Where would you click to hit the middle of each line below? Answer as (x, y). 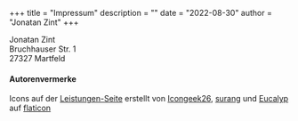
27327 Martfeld (37, 58)
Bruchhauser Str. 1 (43, 49)
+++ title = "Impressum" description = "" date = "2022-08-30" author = (141, 13)
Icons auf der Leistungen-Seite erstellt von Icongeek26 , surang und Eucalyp (149, 99)
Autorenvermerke (43, 78)
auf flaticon (30, 108)
